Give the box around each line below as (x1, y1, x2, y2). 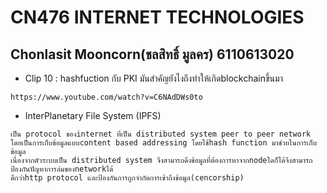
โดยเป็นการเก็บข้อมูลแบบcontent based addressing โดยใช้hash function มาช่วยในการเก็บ (10, 138, 318, 148)
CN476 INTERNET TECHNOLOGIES (10, 6, 305, 29)
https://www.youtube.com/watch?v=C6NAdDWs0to (10, 92, 203, 102)
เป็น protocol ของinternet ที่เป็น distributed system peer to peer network (10, 129, 312, 139)
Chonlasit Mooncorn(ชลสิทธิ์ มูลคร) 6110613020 (10, 46, 295, 63)
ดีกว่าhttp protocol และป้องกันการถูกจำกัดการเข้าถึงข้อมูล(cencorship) (10, 173, 245, 183)
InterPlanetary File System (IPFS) (24, 110, 162, 121)
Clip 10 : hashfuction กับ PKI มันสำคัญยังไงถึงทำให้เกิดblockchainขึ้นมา (24, 72, 283, 84)
